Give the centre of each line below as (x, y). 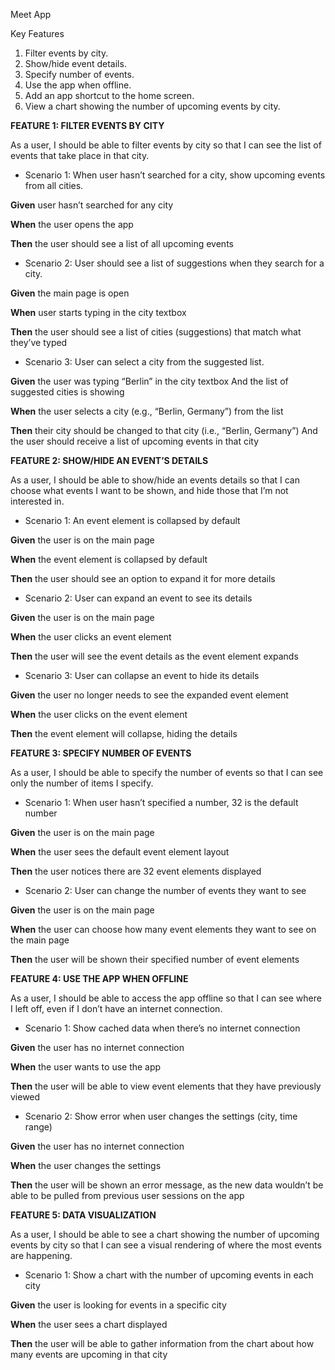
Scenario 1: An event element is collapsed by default (132, 520)
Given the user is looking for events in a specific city (118, 1305)
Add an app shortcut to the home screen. (109, 95)
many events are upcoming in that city (89, 1354)
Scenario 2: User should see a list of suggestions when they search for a (174, 263)
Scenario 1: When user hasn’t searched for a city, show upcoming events (175, 175)
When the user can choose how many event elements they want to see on (163, 929)
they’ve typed (39, 342)
